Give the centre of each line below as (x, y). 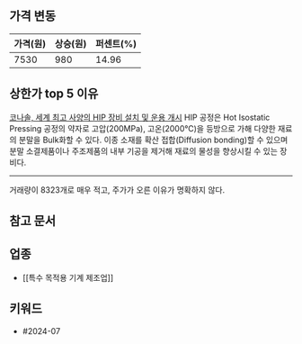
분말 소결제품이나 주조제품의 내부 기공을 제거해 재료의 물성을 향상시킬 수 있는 (144, 150)
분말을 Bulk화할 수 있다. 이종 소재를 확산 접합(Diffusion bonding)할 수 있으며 (153, 140)
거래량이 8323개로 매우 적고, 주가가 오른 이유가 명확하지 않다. (117, 190)
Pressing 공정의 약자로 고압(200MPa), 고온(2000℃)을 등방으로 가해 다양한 (142, 128)
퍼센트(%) (116, 43)
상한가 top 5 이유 (54, 94)
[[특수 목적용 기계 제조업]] (68, 277)
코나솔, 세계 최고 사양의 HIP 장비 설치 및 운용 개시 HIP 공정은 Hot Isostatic (140, 117)
